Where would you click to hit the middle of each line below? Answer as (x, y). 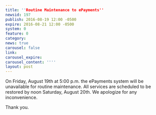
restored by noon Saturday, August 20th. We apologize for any (71, 92)
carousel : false (23, 48)
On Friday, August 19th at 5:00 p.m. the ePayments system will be (75, 81)
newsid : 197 (18, 15)
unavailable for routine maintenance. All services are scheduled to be (78, 87)
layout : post (19, 67)
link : (11, 52)
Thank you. (17, 107)
